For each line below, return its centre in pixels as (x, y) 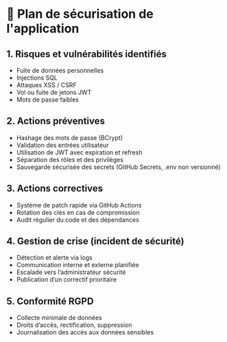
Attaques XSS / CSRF (46, 85)
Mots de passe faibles (48, 100)
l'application (43, 28)
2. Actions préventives (56, 121)
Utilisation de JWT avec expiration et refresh (79, 152)
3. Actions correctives (55, 189)
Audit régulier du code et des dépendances (78, 220)
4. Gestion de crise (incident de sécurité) (95, 241)
